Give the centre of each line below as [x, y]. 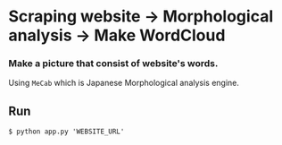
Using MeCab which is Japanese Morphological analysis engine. [124, 83]
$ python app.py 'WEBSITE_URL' [66, 132]
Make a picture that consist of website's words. [113, 64]
